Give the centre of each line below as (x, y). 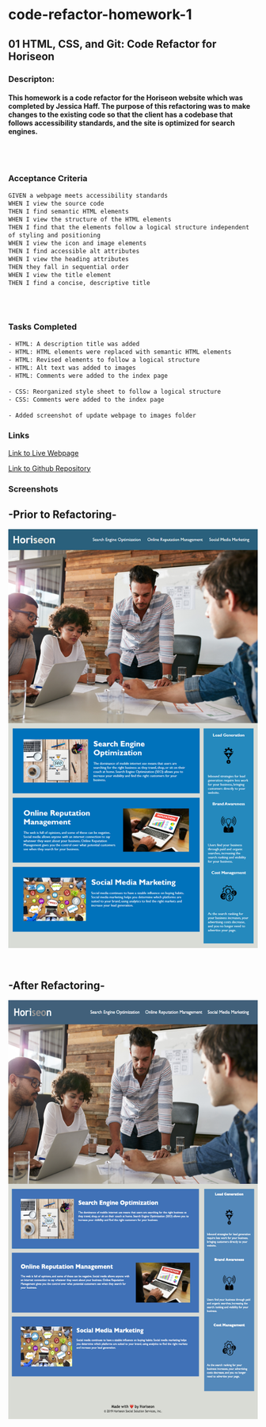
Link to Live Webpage (44, 453)
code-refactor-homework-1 (100, 15)
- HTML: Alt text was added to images (72, 368)
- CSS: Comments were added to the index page (86, 400)
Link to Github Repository (49, 468)
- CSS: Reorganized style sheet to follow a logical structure (115, 392)
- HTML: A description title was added (74, 344)
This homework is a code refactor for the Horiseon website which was (126, 98)
